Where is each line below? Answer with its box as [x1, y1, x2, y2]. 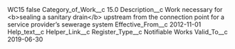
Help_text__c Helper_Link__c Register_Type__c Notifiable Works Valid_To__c [7, 28, 228, 36]
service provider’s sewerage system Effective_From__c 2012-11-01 [7, 20, 202, 29]
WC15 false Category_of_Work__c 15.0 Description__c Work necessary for [7, 6, 223, 13]
